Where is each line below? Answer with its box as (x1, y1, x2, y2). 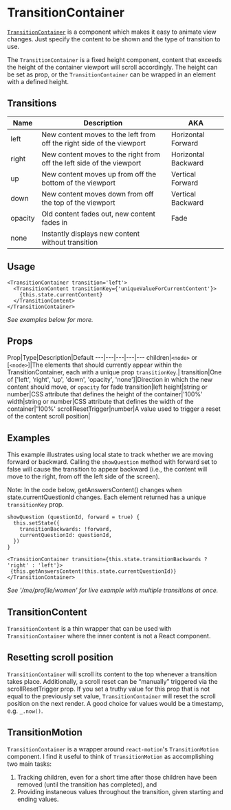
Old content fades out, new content (41, 209, 156, 219)
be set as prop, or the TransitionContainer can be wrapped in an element (7, 70, 216, 79)
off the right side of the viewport (41, 138, 146, 148)
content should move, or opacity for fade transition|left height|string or (7, 383, 208, 391)
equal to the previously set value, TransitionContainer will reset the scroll (7, 691, 216, 700)
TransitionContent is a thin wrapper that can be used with (7, 625, 172, 632)
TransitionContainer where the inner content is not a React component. (7, 632, 211, 640)
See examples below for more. (7, 315, 94, 323)
